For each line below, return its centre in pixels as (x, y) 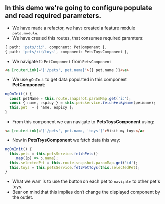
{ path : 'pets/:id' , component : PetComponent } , (56, 47)
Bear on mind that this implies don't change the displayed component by (86, 192)
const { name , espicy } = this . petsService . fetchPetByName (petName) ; (82, 103)
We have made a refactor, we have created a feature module (74, 28)
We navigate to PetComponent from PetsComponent (62, 61)
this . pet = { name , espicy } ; (42, 108)
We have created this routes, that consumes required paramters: (78, 38)
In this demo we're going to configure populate (79, 8)
